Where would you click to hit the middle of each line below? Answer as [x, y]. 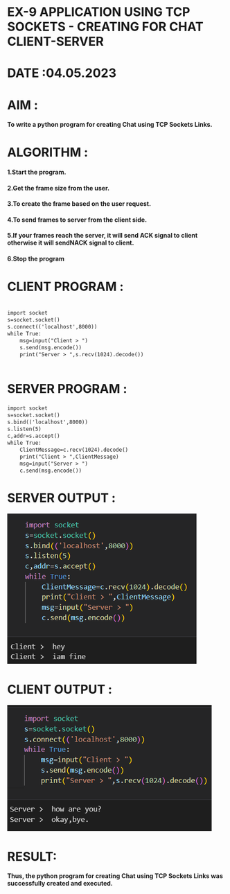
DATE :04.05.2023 [62, 73]
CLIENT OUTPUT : [60, 689]
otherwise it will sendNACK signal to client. [71, 243]
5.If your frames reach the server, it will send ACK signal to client [103, 236]
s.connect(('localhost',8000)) [52, 326]
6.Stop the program [36, 258]
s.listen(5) [24, 429]
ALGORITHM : [48, 152]
